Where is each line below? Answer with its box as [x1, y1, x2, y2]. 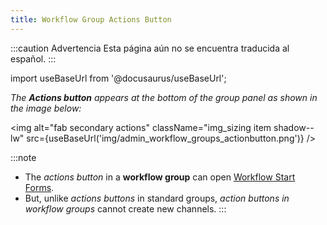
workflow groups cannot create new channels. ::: [24, 202, 227, 215]
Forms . [24, 181, 55, 193]
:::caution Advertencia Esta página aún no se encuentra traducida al [10, 42, 290, 54]
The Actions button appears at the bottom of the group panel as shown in [10, 91, 318, 103]
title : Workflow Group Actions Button [10, 14, 172, 25]
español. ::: [10, 52, 57, 65]
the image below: [10, 102, 82, 114]
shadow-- [273, 121, 315, 133]
